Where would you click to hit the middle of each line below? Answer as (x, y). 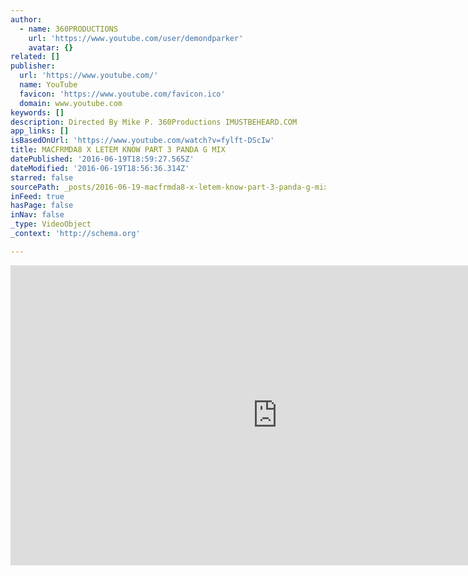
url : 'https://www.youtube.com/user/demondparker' (136, 38)
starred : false (42, 177)
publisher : (33, 66)
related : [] (35, 57)
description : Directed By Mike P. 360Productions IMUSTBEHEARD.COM (154, 122)
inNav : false (37, 215)
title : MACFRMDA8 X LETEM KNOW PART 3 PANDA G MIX (118, 150)
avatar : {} (51, 47)
